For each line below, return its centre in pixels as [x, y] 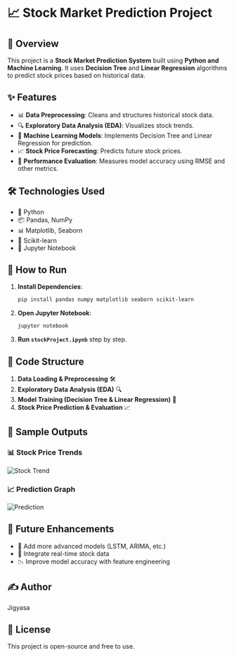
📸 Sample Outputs [47, 432]
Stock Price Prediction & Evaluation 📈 [74, 407]
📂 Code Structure [46, 362]
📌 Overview [33, 43]
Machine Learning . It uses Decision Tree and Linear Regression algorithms [117, 68]
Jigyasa [19, 607]
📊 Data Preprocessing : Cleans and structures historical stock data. [116, 115]
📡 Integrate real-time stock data [63, 553]
